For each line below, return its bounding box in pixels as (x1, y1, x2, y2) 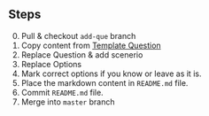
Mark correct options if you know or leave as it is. (20, 68, 202, 79)
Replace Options (20, 58, 81, 69)
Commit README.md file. (20, 87, 104, 97)
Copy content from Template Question (20, 40, 161, 50)
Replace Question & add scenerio (20, 49, 143, 60)
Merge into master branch (20, 97, 115, 107)
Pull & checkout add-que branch (20, 30, 136, 41)
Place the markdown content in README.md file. (20, 77, 189, 88)
